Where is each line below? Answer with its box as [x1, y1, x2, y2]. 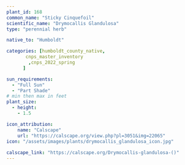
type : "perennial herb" [6, 26, 67, 32]
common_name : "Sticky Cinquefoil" [6, 15, 95, 21]
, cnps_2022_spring [28, 59, 75, 65]
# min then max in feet [6, 93, 67, 100]
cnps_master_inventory [25, 54, 84, 60]
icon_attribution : [6, 121, 53, 127]
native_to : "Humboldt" [6, 37, 64, 43]
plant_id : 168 [6, 9, 43, 15]
